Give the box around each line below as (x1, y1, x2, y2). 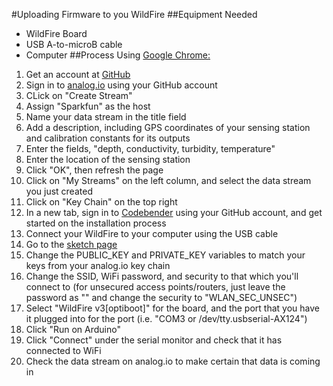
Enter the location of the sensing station (25, 154, 191, 165)
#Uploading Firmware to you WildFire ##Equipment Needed (11, 9, 258, 20)
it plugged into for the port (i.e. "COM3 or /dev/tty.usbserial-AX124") (25, 313, 308, 324)
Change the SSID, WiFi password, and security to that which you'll (25, 270, 299, 282)
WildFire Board (25, 28, 88, 39)
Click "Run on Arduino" (25, 324, 121, 335)
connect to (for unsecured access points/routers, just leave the (25, 281, 286, 293)
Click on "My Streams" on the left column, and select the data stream (25, 175, 312, 186)
